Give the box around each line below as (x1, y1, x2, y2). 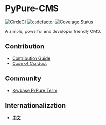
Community (5, 75, 42, 83)
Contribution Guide (12, 55, 51, 61)
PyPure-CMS (5, 3, 59, 14)
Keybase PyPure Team (12, 87, 58, 93)
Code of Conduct (12, 60, 47, 66)
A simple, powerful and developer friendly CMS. (5, 28, 101, 34)
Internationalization (5, 101, 66, 109)
